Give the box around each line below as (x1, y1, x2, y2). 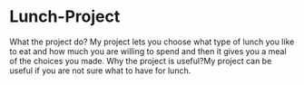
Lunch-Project (9, 6, 121, 27)
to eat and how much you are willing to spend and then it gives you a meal (9, 45, 288, 56)
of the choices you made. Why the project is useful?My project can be (9, 55, 272, 66)
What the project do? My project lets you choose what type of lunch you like (9, 36, 295, 47)
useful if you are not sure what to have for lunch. (9, 65, 191, 76)
